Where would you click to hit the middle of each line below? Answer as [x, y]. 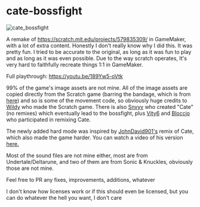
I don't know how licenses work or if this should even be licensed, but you [97, 191]
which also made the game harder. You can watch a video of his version [95, 137]
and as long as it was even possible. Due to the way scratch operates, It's [96, 58]
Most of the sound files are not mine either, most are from [77, 155]
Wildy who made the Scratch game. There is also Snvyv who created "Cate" [100, 106]
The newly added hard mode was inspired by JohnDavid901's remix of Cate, [100, 131]
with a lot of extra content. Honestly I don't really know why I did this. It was [99, 45]
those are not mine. [30, 168]
